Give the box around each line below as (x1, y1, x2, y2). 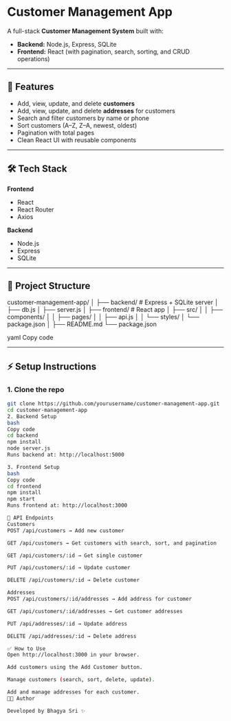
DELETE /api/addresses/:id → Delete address (7, 632, 137, 639)
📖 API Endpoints (7, 514, 54, 522)
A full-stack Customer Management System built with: (7, 27, 164, 35)
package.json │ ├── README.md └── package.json (7, 320, 157, 328)
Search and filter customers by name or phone (16, 114, 150, 122)
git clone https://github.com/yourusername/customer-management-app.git (7, 400, 220, 407)
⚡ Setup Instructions (7, 360, 97, 372)
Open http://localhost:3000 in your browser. (7, 652, 140, 659)
